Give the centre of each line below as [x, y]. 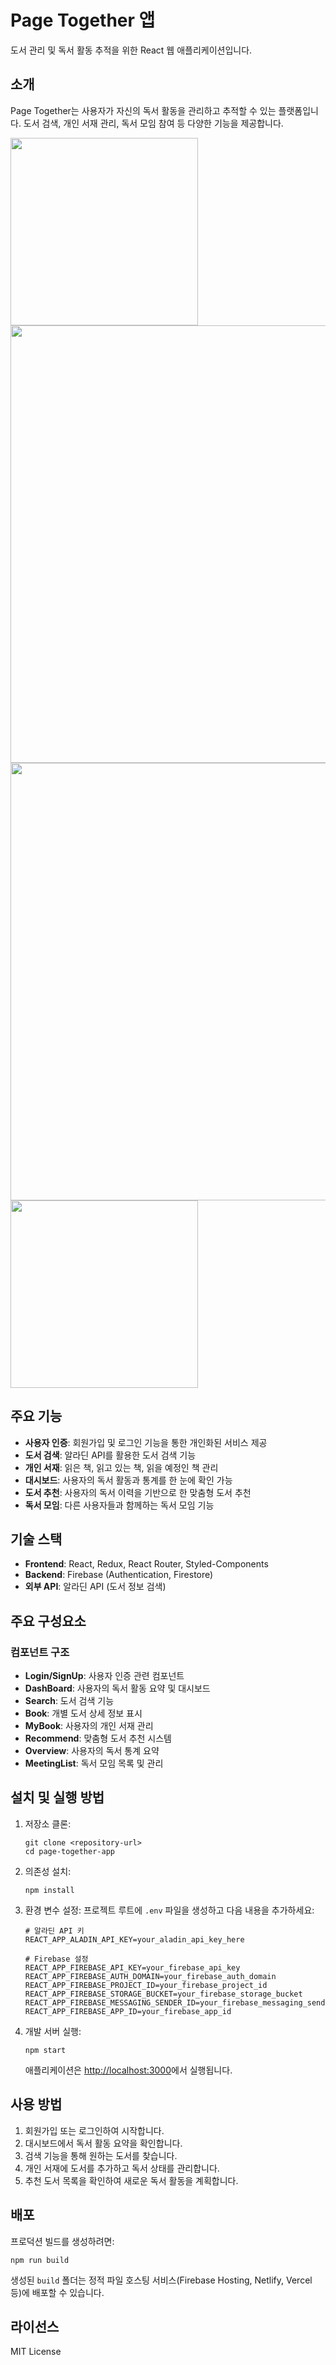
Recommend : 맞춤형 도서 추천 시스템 [98, 1738]
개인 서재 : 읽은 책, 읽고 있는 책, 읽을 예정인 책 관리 [121, 1467]
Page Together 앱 [83, 20]
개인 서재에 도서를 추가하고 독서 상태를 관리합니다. [122, 2168]
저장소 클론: [48, 1823]
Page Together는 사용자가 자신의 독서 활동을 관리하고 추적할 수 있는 [143, 110]
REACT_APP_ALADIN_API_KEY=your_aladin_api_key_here [134, 1939]
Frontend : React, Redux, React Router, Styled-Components [146, 1564]
